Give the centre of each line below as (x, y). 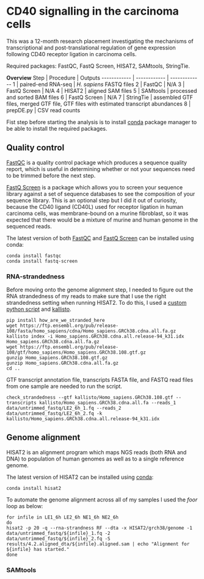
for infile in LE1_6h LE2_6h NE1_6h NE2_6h (63, 517)
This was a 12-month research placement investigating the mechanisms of (100, 41)
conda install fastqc (34, 256)
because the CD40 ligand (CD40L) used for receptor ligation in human (95, 206)
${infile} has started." (38, 549)
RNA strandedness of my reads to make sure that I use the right (86, 296)
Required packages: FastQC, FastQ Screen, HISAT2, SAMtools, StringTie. (98, 66)
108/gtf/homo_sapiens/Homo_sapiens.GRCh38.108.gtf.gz (76, 352)
